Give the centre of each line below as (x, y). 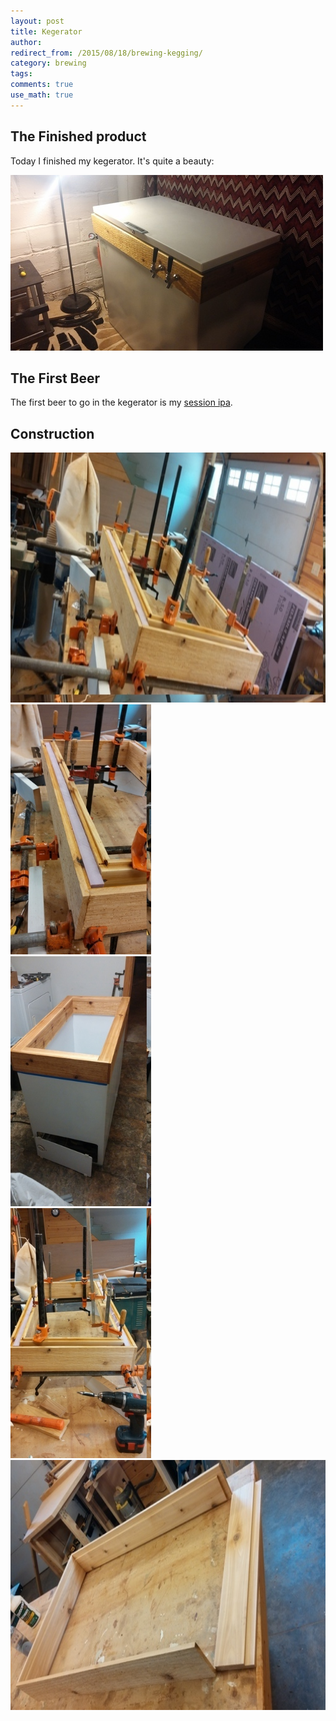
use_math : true (42, 95)
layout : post (37, 21)
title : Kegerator (46, 31)
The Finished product (78, 136)
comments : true (42, 85)
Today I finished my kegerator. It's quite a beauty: (112, 161)
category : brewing (48, 63)
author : (26, 42)
